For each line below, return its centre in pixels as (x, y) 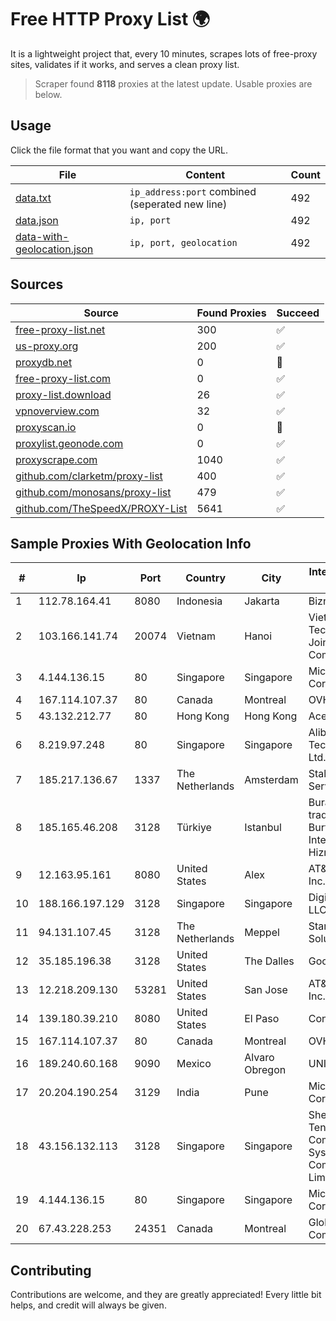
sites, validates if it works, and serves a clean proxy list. (125, 64)
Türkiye (194, 828)
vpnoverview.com (57, 411)
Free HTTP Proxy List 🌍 (110, 19)
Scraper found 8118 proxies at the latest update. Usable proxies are (173, 83)
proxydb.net (44, 362)
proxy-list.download (63, 394)
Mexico (194, 1064)
